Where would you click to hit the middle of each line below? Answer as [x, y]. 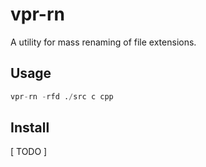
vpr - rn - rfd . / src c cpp [62, 96]
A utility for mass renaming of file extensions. [103, 42]
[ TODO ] [29, 152]
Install [30, 128]
